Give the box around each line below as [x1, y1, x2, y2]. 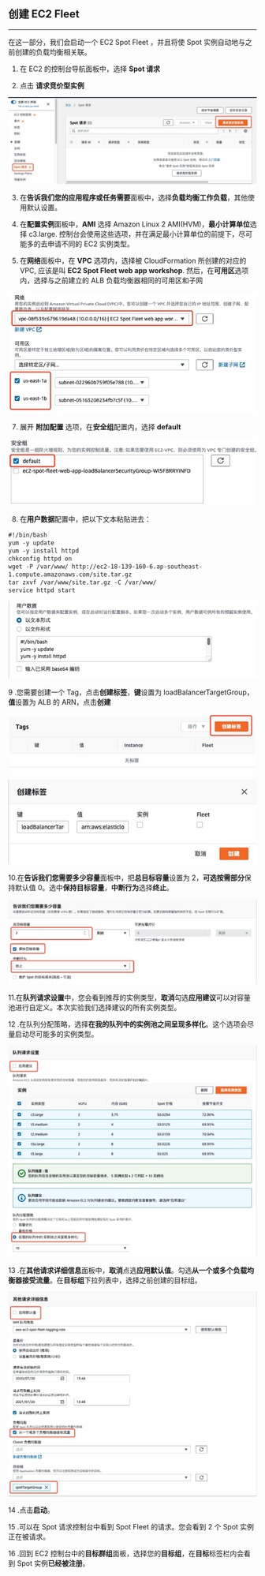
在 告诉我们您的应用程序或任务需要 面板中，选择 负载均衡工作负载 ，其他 [19, 193, 248, 203]
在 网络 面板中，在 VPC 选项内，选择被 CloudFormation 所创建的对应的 [19, 256, 247, 266]
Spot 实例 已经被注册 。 [17, 1558, 90, 1568]
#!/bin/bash [8, 531, 47, 539]
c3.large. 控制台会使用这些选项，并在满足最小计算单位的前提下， [28, 230, 239, 239]
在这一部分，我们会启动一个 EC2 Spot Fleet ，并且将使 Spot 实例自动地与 [8, 37, 246, 47]
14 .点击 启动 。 [8, 1505, 54, 1514]
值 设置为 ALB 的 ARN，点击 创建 [8, 697, 111, 706]
